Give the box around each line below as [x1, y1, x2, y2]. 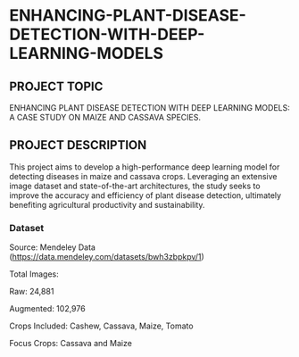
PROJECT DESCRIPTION [9, 137, 147, 153]
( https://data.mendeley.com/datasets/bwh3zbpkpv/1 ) [9, 252, 205, 262]
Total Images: [9, 269, 60, 279]
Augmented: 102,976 [9, 303, 87, 314]
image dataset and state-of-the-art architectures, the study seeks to [9, 180, 261, 191]
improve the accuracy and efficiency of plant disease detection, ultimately [9, 189, 282, 201]
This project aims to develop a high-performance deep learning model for [9, 162, 280, 172]
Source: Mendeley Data [9, 242, 96, 253]
